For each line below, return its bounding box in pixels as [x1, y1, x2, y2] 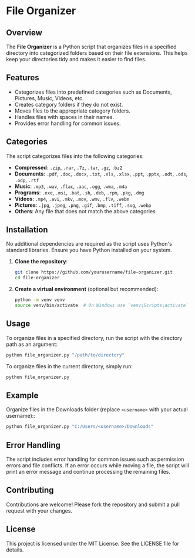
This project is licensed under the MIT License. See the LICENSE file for [6, 540, 180, 547]
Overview [6, 28, 43, 38]
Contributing [6, 485, 54, 496]
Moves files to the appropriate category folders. [14, 107, 130, 114]
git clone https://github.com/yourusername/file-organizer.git [14, 269, 173, 275]
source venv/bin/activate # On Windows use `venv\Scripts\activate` [14, 302, 189, 309]
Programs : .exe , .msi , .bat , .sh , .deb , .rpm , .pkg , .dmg [14, 189, 144, 196]
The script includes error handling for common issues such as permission [6, 455, 184, 463]
